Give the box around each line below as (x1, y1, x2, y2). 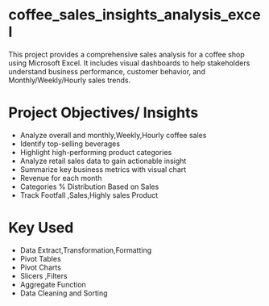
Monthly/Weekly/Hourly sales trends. (8, 75, 131, 85)
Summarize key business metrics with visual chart (19, 164, 187, 174)
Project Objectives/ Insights (8, 103, 199, 122)
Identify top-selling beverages (19, 139, 121, 149)
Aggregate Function (19, 279, 86, 289)
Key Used (8, 219, 74, 237)
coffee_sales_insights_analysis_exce (8, 6, 261, 24)
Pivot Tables (19, 254, 62, 263)
